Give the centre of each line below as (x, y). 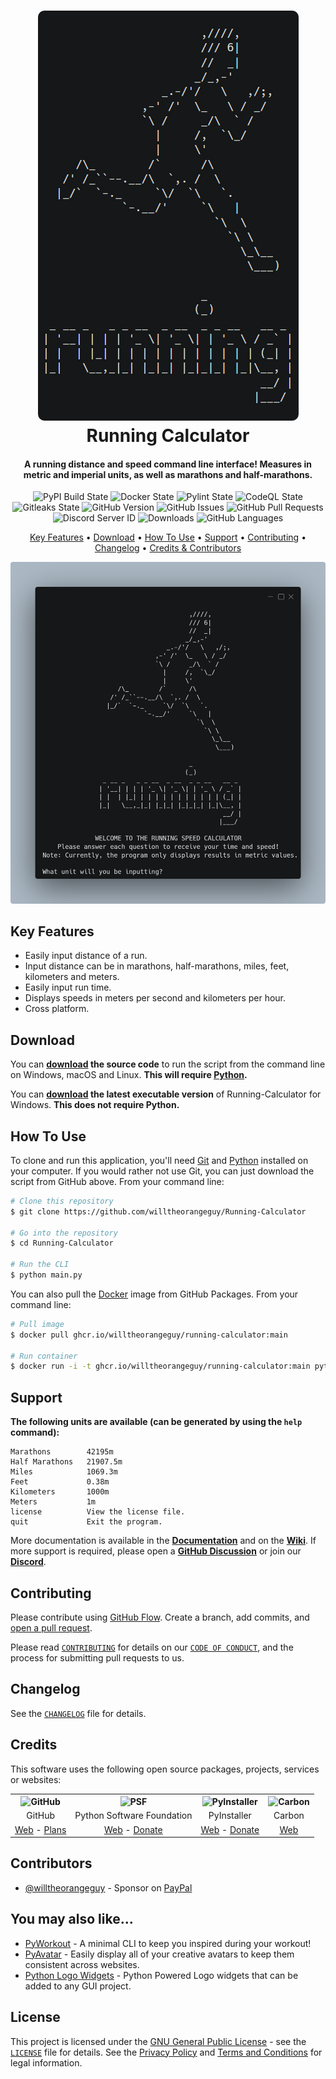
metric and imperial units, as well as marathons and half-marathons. (168, 474)
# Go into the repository (64, 1233)
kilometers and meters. (72, 977)
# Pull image (37, 1324)
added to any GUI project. (78, 1986)
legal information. (46, 2062)
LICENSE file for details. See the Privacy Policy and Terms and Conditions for (166, 2052)
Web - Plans (40, 1829)
